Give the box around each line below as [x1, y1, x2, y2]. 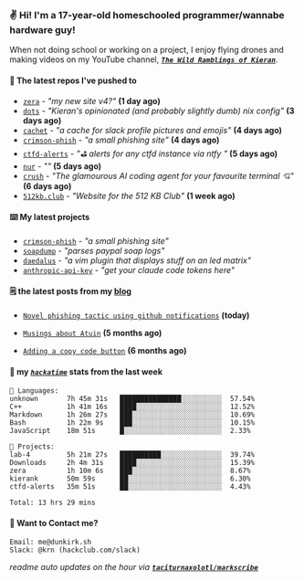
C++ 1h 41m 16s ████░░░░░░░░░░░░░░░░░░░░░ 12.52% [9, 402, 256, 412]
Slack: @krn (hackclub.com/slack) [9, 545, 142, 555]
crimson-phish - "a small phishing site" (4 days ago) [22, 134, 220, 145]
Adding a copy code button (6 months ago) [22, 344, 187, 355]
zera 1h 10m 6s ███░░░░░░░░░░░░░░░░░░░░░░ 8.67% [9, 466, 251, 476]
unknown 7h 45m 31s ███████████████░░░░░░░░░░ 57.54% [9, 395, 256, 404]
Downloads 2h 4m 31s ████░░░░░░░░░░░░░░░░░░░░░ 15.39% [9, 459, 256, 468]
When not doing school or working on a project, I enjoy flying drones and [9, 45, 285, 56]
